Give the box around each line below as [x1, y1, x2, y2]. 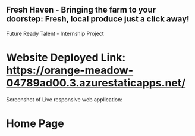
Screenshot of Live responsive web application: [6, 95, 123, 103]
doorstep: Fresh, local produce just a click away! [6, 14, 190, 24]
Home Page [6, 116, 64, 130]
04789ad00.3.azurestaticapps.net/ [6, 76, 186, 89]
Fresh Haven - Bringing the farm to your [6, 5, 156, 15]
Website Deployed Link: [6, 51, 126, 64]
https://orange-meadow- [6, 64, 134, 77]
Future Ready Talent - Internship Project [6, 30, 104, 37]
